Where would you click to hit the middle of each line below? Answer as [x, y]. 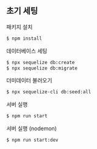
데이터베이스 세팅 [27, 51]
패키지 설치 [20, 27]
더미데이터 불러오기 [29, 81]
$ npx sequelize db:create [41, 62]
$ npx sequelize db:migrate [42, 68]
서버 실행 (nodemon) [31, 129]
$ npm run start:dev [33, 140]
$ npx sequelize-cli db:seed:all [49, 92]
